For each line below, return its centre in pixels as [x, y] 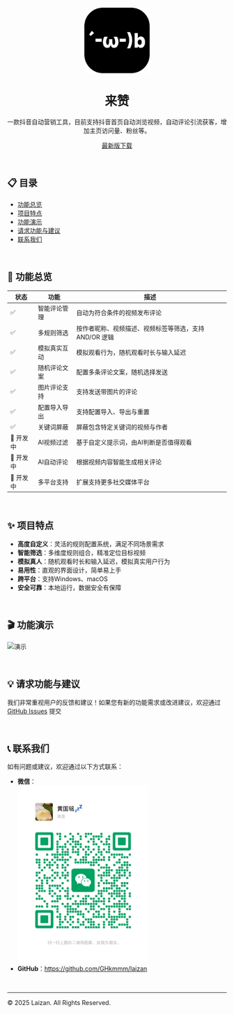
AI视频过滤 [53, 442]
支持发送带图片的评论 [107, 392]
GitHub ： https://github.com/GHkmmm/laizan [82, 969]
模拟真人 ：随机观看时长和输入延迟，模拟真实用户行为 [94, 561]
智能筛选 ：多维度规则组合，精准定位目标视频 [81, 552]
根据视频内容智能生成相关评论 [119, 462]
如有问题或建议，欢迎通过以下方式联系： [65, 767]
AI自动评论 [53, 462]
